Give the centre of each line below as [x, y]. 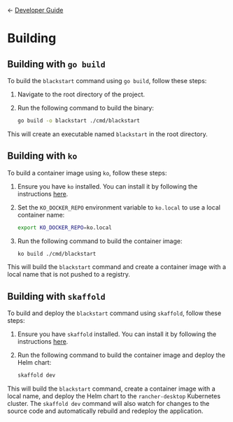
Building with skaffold [56, 296]
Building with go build [56, 64]
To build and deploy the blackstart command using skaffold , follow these [114, 313]
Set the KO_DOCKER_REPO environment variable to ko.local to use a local [119, 207]
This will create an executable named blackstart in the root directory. [107, 134]
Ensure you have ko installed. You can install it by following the [107, 186]
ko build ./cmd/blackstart [57, 254]
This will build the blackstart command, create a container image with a [111, 389]
